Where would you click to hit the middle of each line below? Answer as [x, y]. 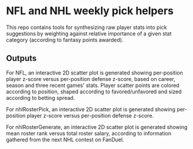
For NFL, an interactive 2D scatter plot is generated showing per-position [95, 73]
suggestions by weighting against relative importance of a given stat [89, 33]
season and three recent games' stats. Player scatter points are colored [93, 85]
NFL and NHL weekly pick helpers [90, 11]
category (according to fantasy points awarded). [65, 40]
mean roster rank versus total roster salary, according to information [89, 133]
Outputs [21, 58]
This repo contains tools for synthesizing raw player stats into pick [86, 27]
